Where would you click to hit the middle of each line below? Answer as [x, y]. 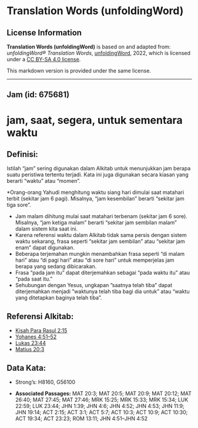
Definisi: [23, 154]
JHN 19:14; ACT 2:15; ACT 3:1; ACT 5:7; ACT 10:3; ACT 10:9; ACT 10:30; [101, 412]
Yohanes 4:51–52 [36, 337]
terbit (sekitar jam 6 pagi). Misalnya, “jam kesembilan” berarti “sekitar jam [95, 199]
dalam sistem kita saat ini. [46, 229]
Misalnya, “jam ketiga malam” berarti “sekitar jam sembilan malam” [96, 223]
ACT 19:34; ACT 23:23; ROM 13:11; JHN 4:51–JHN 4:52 [81, 419]
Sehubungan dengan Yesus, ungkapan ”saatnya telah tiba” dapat [94, 285]
